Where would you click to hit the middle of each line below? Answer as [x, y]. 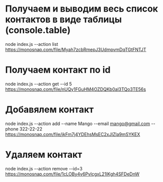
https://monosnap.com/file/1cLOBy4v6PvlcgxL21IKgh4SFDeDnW [72, 174]
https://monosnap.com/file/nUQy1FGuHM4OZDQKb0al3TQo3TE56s [76, 89]
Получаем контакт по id [58, 70]
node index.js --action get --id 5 [38, 84]
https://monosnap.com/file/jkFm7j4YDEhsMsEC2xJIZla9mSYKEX [73, 134]
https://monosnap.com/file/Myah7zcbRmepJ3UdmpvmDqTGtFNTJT [76, 49]
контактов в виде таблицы [64, 19]
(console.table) [38, 30]
